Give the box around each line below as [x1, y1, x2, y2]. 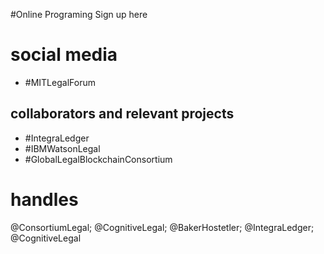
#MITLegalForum [24, 76, 96, 88]
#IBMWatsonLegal [24, 142, 101, 154]
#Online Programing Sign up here [10, 9, 148, 20]
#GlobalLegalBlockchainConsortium [24, 153, 173, 165]
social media [10, 44, 118, 66]
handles [10, 188, 79, 211]
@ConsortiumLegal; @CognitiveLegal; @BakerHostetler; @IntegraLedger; [10, 221, 315, 233]
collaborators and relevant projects [10, 105, 235, 123]
